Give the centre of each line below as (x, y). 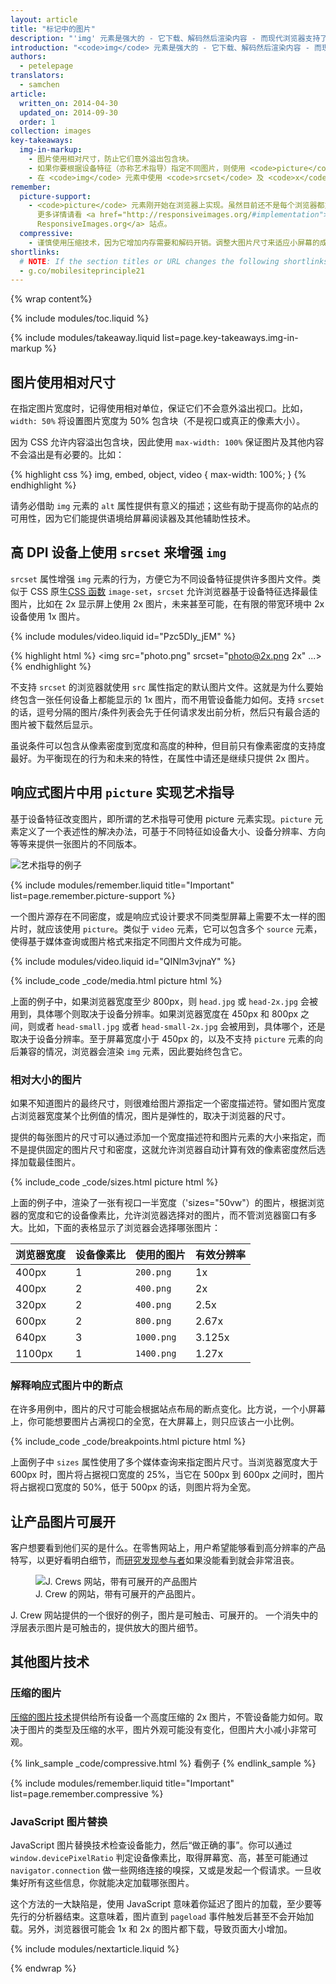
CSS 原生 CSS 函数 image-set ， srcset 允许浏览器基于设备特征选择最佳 (173, 591)
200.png (153, 1272)
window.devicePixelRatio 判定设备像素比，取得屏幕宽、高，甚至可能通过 (159, 1858)
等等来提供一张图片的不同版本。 (76, 843)
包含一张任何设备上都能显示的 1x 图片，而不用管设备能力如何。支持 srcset (171, 699)
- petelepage (46, 66)
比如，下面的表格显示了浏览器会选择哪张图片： (124, 1227)
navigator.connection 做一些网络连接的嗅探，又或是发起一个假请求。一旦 (161, 1870)
